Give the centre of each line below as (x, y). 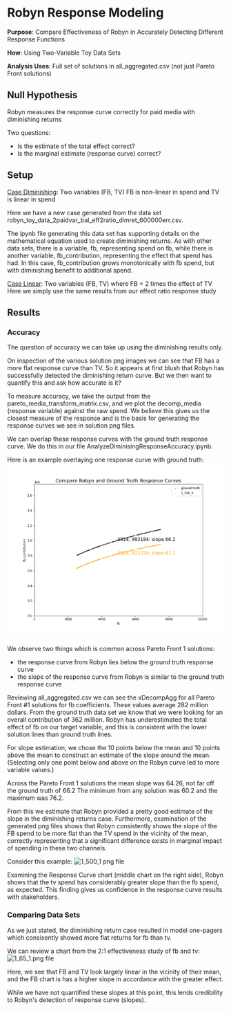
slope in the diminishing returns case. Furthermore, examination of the (107, 819)
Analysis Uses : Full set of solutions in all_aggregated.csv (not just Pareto (111, 66)
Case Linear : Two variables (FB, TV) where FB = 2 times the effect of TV (110, 283)
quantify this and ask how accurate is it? (64, 383)
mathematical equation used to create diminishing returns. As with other (110, 241)
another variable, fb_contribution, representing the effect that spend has (110, 255)
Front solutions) (29, 73)
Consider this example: (40, 862)
